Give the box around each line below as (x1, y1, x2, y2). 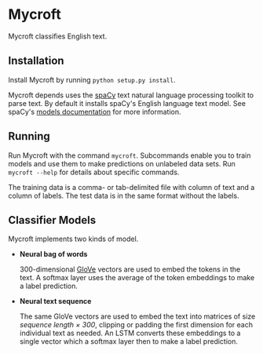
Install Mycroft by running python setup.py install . (8, 75, 176, 84)
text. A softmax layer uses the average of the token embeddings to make (19, 273, 255, 283)
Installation (8, 54, 64, 68)
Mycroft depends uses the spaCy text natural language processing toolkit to (8, 90, 254, 100)
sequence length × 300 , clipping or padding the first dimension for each (19, 320, 254, 330)
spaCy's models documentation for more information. (8, 107, 182, 116)
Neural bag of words (19, 250, 88, 259)
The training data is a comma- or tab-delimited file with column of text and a (8, 182, 255, 192)
